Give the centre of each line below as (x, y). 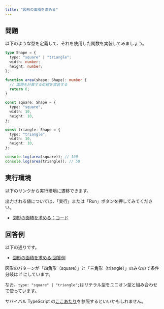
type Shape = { (21, 53)
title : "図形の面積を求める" (32, 10)
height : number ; (26, 67)
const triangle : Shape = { (33, 130)
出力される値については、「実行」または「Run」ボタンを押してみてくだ (77, 201)
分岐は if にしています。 (29, 274)
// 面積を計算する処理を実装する (39, 84)
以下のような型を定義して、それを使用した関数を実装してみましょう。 (76, 43)
